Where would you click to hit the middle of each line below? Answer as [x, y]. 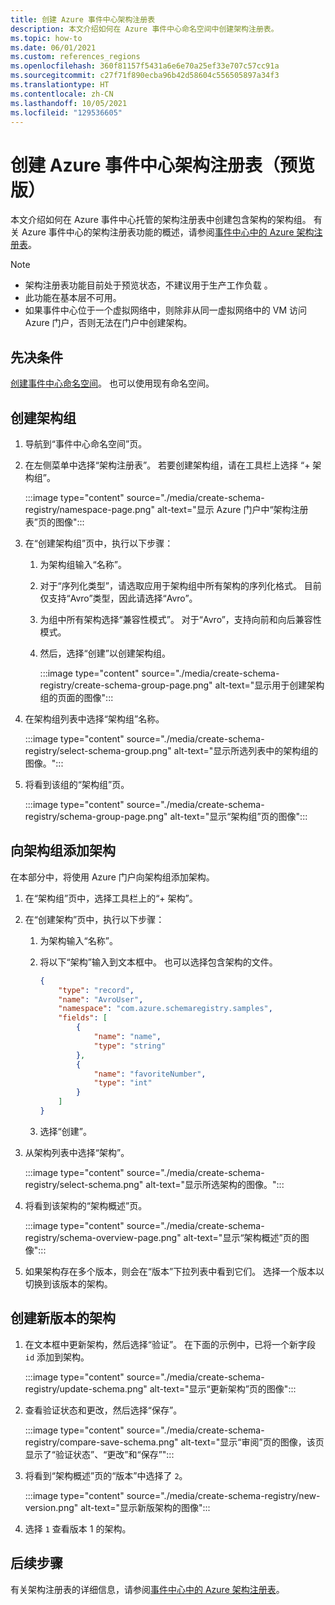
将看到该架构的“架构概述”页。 [86, 1205]
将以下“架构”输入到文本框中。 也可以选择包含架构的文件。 [158, 962]
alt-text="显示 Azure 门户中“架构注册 [232, 509]
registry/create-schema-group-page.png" [126, 685]
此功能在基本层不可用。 [73, 298]
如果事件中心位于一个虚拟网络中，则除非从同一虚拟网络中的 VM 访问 [165, 310]
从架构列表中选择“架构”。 [77, 1152]
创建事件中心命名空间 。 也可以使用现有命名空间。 [112, 383]
